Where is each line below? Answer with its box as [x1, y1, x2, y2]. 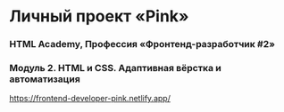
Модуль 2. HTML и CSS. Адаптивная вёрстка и [9, 62, 221, 75]
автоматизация [9, 73, 80, 85]
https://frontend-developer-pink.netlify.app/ [9, 93, 171, 104]
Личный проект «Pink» [9, 6, 189, 27]
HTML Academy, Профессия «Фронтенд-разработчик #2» [9, 38, 275, 51]
